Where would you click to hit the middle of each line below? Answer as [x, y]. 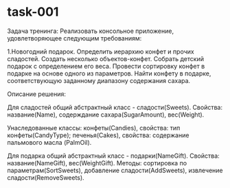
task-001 [33, 12]
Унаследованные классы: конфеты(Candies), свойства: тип [94, 128]
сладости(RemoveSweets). [46, 177]
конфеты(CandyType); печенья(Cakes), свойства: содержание [98, 135]
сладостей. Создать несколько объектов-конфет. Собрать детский [106, 58]
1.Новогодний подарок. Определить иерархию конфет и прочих [101, 51]
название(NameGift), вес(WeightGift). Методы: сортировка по [97, 163]
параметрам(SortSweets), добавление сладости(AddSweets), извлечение [115, 170]
